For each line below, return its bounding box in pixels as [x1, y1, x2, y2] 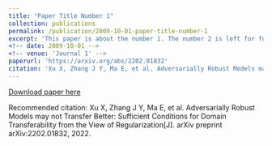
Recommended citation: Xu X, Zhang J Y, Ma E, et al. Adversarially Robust [8, 102, 255, 112]
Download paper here [8, 87, 81, 97]
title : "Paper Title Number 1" [8, 11, 114, 20]
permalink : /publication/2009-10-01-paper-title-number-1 [8, 27, 208, 35]
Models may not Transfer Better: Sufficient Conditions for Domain [8, 111, 227, 121]
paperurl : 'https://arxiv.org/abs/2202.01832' [8, 58, 168, 66]
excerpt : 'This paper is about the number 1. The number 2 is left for [8, 34, 255, 43]
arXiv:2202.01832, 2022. [8, 128, 91, 138]
